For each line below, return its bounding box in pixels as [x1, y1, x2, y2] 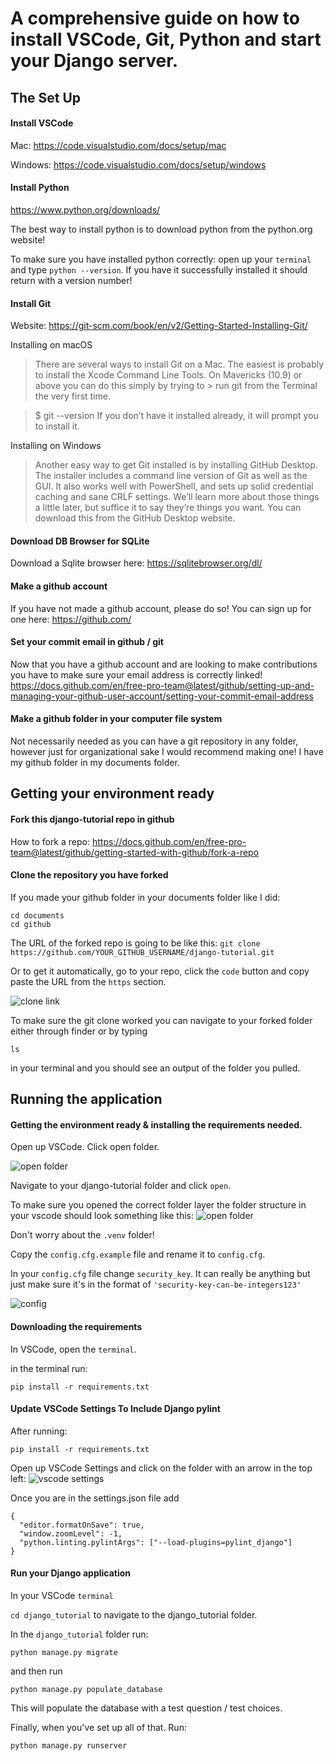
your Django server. [10, 50, 179, 72]
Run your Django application [10, 1567, 132, 1579]
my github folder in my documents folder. [10, 757, 180, 768]
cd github [10, 919, 52, 929]
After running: [10, 1425, 68, 1437]
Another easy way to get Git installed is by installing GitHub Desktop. [34, 459, 318, 471]
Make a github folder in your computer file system [10, 713, 223, 725]
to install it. [34, 420, 80, 432]
